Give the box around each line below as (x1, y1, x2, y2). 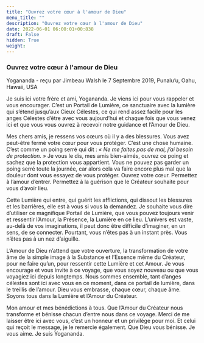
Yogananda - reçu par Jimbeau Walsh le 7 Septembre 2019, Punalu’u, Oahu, (6, 77, 197, 84)
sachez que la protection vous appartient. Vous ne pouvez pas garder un (6, 159, 189, 166)
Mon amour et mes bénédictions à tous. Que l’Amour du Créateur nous (6, 304, 183, 311)
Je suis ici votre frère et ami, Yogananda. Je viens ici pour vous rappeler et (6, 95, 194, 102)
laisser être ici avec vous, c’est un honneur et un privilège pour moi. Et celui (6, 317, 196, 325)
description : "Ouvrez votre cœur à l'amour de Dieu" (6, 20, 143, 26)
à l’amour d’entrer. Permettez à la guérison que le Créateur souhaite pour (6, 178, 189, 186)
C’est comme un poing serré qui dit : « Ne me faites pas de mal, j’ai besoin (6, 146, 194, 153)
